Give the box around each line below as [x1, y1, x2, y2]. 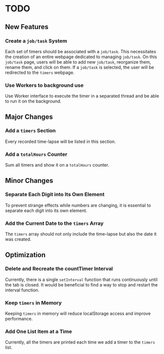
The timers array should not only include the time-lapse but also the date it [5, 231, 157, 237]
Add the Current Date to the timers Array [5, 220, 104, 227]
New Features [5, 23, 49, 31]
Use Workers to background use [5, 82, 84, 89]
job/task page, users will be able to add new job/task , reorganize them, [5, 59, 151, 65]
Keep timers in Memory [5, 299, 62, 306]
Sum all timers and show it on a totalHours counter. [5, 162, 109, 168]
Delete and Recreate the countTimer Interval [5, 265, 113, 272]
